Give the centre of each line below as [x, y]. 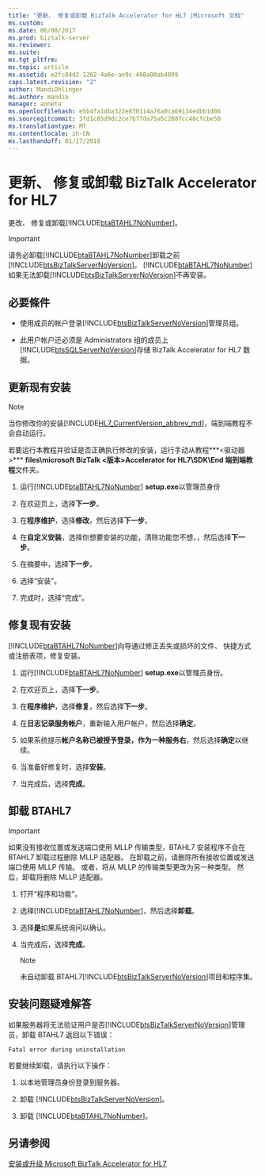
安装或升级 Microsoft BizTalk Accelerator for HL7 [88, 1164]
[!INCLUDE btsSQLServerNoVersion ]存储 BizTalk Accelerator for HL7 [131, 350]
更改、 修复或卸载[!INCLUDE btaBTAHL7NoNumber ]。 [95, 223]
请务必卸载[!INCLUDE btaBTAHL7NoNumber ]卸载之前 [94, 256]
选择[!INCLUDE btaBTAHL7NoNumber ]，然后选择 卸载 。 [109, 910]
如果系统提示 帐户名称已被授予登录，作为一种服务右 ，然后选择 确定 [127, 740]
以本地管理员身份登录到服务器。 [72, 1082]
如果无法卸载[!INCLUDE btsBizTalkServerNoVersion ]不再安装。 [110, 275]
